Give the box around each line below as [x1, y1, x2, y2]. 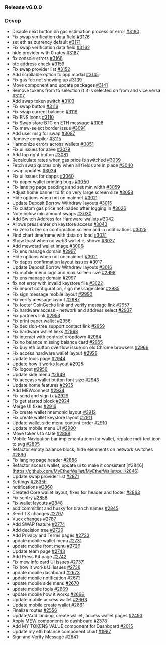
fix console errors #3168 [12, 55, 63, 62]
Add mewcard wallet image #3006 [12, 243, 84, 249]
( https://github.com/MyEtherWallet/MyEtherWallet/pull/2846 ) [12, 468, 139, 474]
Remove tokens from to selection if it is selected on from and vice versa [12, 87, 161, 94]
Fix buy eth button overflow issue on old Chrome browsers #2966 [12, 344, 149, 351]
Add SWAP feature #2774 [12, 521, 65, 527]
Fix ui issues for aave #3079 [12, 146, 71, 152]
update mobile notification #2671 [12, 575, 80, 581]
